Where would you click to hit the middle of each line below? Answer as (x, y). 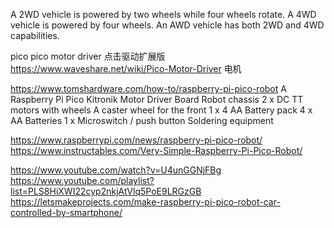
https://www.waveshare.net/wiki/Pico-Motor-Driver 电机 (126, 68)
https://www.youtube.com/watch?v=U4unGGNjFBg (116, 170)
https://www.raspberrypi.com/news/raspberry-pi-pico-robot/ (136, 140)
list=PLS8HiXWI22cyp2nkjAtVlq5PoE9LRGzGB (106, 191)
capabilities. (35, 35)
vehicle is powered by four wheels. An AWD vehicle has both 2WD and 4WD (167, 25)
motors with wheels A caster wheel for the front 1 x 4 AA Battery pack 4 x (161, 110)
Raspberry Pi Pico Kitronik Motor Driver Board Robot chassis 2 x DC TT (157, 99)
